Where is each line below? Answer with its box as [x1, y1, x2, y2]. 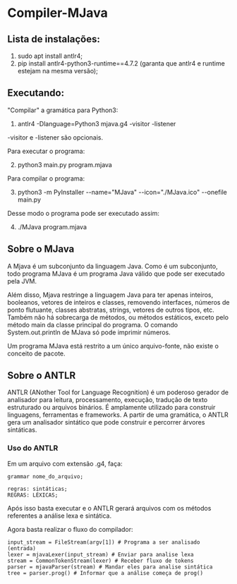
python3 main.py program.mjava [17, 160, 113, 169]
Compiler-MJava [7, 5, 108, 21]
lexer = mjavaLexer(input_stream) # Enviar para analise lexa [7, 551, 194, 558]
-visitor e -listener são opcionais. [7, 133, 104, 142]
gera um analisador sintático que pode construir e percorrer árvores [7, 418, 205, 427]
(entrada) [7, 545, 37, 552]
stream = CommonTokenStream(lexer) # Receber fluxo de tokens [7, 557, 194, 564]
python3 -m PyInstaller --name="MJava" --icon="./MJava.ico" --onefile [17, 188, 228, 196]
